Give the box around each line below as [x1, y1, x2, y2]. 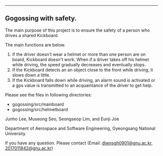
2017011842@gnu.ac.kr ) [5, 145, 53, 151]
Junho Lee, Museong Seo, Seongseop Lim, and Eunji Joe [5, 116, 119, 122]
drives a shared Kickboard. [5, 32, 59, 38]
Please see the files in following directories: [5, 92, 92, 97]
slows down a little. [12, 72, 51, 78]
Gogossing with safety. [5, 14, 77, 22]
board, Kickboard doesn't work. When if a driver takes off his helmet [12, 57, 149, 62]
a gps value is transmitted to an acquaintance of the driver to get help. [12, 82, 153, 88]
